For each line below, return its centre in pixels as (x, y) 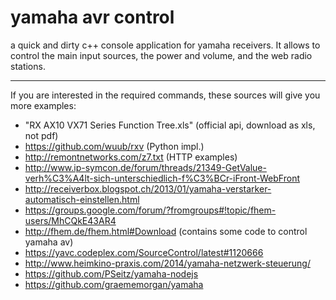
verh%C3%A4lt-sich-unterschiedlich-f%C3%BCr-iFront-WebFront (162, 178)
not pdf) (41, 135)
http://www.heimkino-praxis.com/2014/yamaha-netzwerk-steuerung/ (167, 263)
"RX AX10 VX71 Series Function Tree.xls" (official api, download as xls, (170, 125)
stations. (28, 66)
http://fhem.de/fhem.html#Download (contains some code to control (166, 231)
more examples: (43, 105)
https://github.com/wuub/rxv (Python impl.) (114, 146)
